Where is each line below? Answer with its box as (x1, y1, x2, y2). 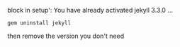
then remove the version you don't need (7, 32, 125, 40)
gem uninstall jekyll (7, 20, 72, 27)
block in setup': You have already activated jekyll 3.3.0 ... (7, 6, 174, 14)
